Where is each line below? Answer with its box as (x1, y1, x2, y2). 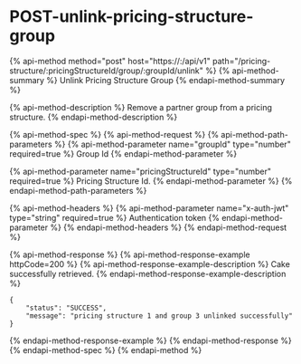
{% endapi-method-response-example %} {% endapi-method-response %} (9, 335, 292, 346)
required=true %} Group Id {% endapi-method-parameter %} (9, 148, 238, 159)
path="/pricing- (212, 55, 271, 66)
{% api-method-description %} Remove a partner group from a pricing (9, 101, 273, 112)
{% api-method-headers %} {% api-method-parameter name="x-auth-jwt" (9, 202, 289, 214)
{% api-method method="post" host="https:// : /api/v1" (9, 55, 211, 66)
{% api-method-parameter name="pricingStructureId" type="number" (9, 166, 272, 177)
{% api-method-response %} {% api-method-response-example (9, 249, 250, 260)
